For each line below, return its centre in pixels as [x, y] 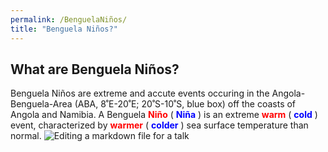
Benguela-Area [41, 104]
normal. [26, 136]
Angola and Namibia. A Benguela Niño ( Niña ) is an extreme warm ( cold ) [164, 115]
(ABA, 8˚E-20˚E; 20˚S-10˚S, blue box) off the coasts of [185, 104]
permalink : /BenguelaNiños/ [69, 19]
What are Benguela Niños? [95, 69]
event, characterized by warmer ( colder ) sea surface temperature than [159, 125]
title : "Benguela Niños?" [64, 29]
